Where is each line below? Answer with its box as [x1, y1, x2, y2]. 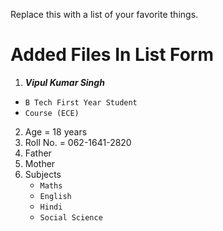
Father [24, 147, 52, 159]
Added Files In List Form [10, 44, 214, 66]
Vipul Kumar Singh [24, 76, 105, 88]
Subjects [24, 168, 62, 180]
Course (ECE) [24, 108, 80, 118]
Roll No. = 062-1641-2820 [24, 136, 132, 148]
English [39, 191, 72, 201]
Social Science [39, 212, 103, 223]
